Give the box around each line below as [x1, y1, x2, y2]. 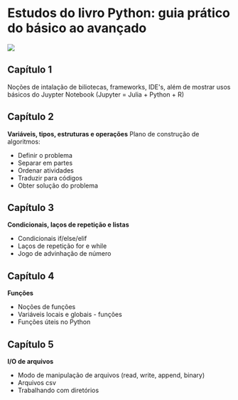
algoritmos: [7, 137, 40, 146]
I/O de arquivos [7, 357, 54, 365]
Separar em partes [17, 158, 73, 167]
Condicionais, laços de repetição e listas [7, 220, 129, 229]
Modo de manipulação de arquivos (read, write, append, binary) [17, 371, 205, 379]
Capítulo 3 [7, 201, 55, 214]
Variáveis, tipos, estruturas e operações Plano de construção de [7, 129, 200, 138]
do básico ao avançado [7, 20, 147, 36]
